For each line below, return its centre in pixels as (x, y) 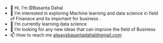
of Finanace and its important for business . (55, 18)
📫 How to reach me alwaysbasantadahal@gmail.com (66, 35)
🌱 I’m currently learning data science (48, 24)
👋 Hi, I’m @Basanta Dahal (36, 8)
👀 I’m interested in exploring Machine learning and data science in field (84, 13)
